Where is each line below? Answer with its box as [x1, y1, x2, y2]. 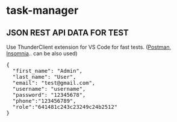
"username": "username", [12, 85, 86, 92]
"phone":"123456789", [12, 97, 76, 104]
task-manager [6, 4, 79, 17]
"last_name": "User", [12, 73, 76, 80]
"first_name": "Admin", [12, 67, 83, 74]
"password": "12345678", [12, 91, 86, 98]
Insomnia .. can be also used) [6, 50, 78, 57]
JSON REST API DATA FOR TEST [6, 28, 129, 38]
